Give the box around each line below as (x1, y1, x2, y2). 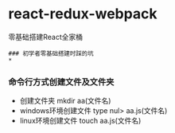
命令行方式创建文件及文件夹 (8, 76, 115, 88)
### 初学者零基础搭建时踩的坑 (8, 49, 94, 57)
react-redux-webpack (8, 5, 157, 23)
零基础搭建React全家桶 (8, 32, 84, 41)
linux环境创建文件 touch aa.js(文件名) (19, 116, 142, 126)
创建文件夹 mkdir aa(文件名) (19, 96, 111, 106)
